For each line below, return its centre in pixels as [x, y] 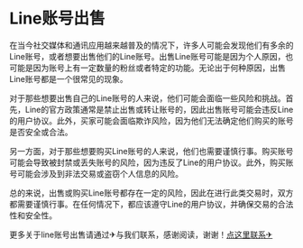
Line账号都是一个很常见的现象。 [69, 78]
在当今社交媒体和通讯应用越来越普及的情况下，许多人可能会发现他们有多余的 [151, 45]
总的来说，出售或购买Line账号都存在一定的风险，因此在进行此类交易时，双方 [151, 193]
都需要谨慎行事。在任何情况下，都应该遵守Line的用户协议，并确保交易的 [143, 204]
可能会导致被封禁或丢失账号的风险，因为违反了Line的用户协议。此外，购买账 [151, 162]
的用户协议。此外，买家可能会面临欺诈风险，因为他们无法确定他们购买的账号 [151, 120]
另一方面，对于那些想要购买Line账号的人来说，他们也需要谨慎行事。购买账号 [151, 151]
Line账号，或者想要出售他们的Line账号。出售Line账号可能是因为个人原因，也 [151, 56]
